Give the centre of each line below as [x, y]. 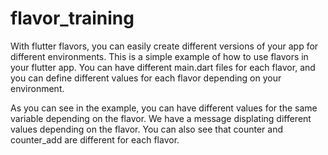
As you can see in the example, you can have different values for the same [164, 108]
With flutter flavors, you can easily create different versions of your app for [164, 46]
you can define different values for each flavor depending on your [146, 78]
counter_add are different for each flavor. [95, 139]
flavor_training [72, 18]
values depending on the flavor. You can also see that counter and [147, 129]
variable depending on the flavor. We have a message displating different [161, 118]
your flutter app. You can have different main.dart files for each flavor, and [163, 67]
